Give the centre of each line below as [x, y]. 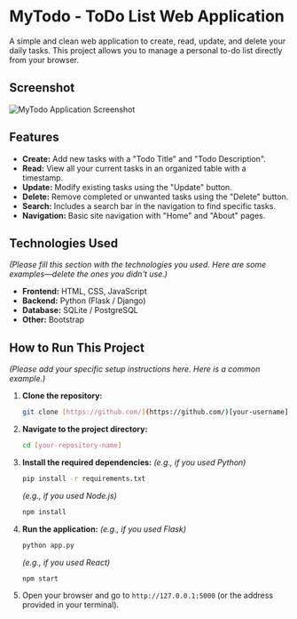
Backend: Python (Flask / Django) [84, 301]
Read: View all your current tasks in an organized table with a [134, 168]
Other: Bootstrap [53, 320]
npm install [44, 512]
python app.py [48, 545]
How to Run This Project [77, 347]
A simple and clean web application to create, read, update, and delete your [148, 41]
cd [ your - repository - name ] [72, 446]
